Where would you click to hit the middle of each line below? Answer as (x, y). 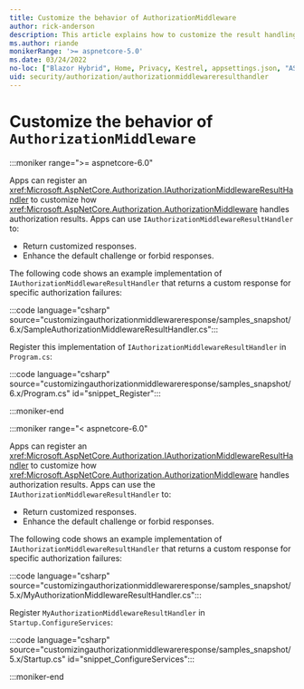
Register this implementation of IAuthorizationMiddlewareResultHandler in (148, 346)
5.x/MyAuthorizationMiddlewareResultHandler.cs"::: (105, 595)
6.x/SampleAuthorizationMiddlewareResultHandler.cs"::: (114, 329)
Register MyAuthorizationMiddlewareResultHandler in (107, 612)
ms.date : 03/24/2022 (48, 60)
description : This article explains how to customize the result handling (153, 34)
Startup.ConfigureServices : (62, 622)
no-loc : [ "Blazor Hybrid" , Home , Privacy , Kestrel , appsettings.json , (145, 69)
